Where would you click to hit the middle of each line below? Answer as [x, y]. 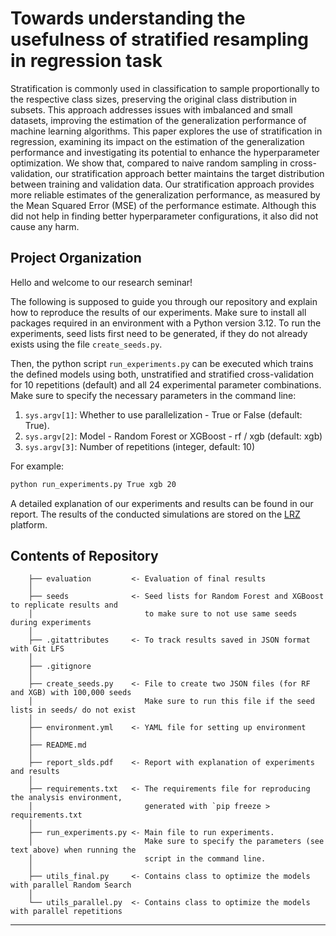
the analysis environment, [66, 798]
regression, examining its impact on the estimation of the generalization [157, 141]
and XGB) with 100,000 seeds [71, 693]
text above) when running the [73, 850]
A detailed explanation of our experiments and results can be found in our [162, 503]
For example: [37, 466]
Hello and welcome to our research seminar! [101, 282]
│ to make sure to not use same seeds [163, 614]
